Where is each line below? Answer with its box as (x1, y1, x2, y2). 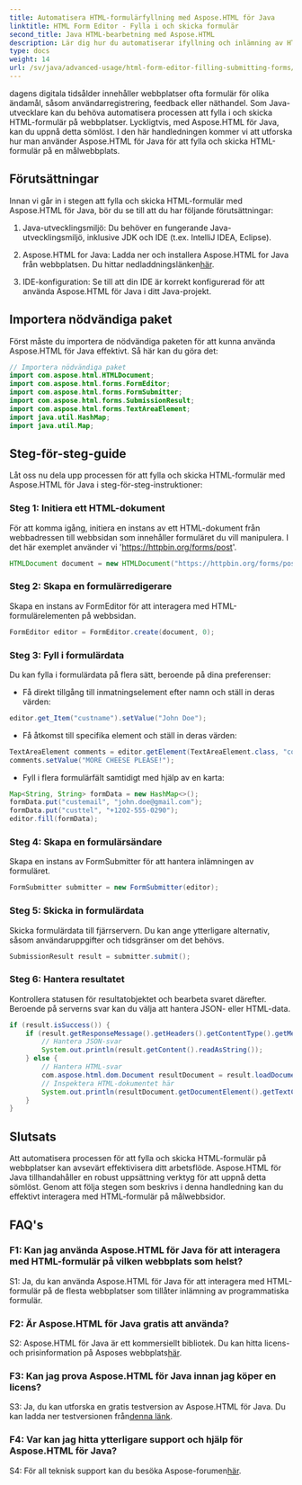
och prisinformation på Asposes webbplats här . (9, 1347, 182, 1358)
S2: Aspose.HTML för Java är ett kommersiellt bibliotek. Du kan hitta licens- (9, 1337, 290, 1349)
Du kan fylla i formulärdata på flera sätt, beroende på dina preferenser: (9, 669, 271, 680)
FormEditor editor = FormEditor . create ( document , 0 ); (9, 627, 216, 637)
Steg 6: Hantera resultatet (9, 973, 125, 986)
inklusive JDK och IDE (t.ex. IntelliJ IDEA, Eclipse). (86, 231, 272, 243)
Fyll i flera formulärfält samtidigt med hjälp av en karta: (22, 772, 225, 783)
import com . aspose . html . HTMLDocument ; (9, 371, 155, 380)
